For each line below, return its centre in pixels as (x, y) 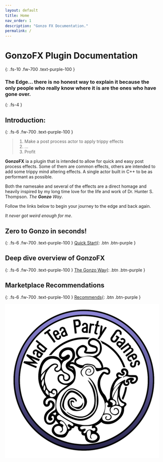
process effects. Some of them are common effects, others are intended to (80, 167)
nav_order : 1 (18, 21)
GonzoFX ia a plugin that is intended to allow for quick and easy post (74, 161)
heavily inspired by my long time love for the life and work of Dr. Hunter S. (79, 192)
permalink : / (18, 31)
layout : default (21, 10)
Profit (30, 152)
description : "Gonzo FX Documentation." (47, 26)
